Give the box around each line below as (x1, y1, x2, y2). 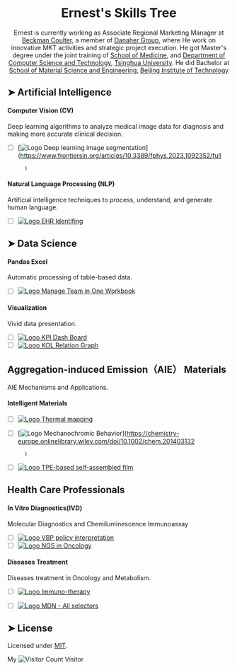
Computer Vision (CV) (7, 106, 74, 115)
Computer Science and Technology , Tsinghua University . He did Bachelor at (8, 58, 230, 67)
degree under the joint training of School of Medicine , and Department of (12, 51, 226, 59)
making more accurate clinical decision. (7, 129, 123, 138)
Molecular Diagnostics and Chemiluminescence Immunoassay (7, 519, 189, 528)
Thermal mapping (41, 415, 93, 423)
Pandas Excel (7, 257, 48, 266)
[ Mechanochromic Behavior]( (17, 429, 127, 437)
